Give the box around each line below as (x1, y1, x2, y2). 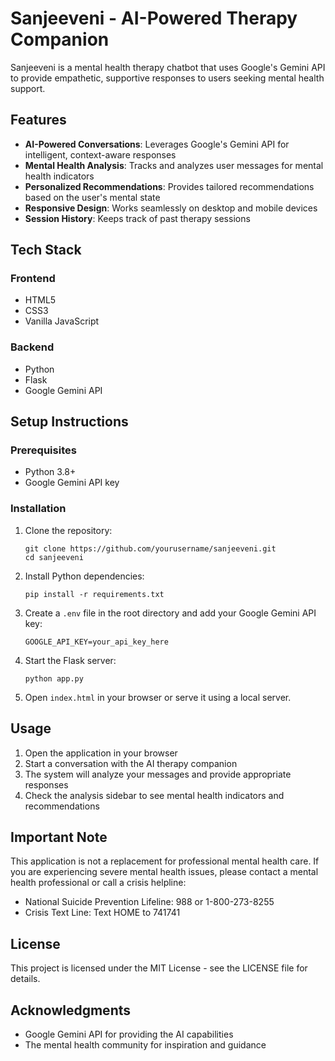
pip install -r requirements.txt (24, 589, 165, 599)
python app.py (24, 673, 84, 684)
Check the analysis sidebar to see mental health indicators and (24, 789, 285, 801)
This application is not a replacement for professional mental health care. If (10, 855, 320, 867)
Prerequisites (10, 443, 77, 457)
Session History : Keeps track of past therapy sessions (24, 212, 251, 224)
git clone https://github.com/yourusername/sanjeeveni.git (24, 543, 277, 554)
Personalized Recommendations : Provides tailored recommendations (24, 180, 315, 192)
